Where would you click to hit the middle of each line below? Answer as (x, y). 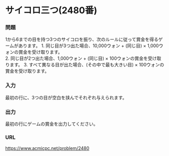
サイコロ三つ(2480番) (51, 10)
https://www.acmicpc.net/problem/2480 (47, 148)
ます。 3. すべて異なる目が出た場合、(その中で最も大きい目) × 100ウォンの (87, 65)
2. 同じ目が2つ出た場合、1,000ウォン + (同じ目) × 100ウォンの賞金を (77, 58)
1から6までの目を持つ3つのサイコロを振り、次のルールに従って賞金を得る (82, 40)
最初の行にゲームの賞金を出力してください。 (52, 124)
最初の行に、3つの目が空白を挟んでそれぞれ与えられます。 (66, 97)
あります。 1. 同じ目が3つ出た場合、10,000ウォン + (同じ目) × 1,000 (89, 46)
